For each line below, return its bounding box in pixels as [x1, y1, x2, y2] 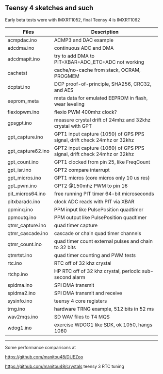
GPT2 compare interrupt [54, 166, 110, 173]
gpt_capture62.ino [7, 147, 49, 154]
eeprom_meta [7, 98, 39, 104]
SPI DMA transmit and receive [54, 290, 122, 296]
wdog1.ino [7, 324, 32, 331]
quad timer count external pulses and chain [54, 237, 153, 244]
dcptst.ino [7, 83, 31, 90]
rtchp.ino [7, 271, 28, 277]
